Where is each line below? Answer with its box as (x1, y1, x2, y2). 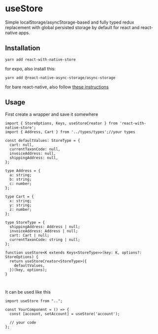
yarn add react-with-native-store (5, 57, 76, 62)
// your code (9, 320, 36, 325)
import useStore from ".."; (5, 299, 63, 303)
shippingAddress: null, (9, 155, 58, 160)
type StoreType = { (5, 220, 45, 225)
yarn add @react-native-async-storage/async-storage (5, 75, 116, 80)
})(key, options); (9, 267, 48, 272)
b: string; (9, 177, 32, 182)
